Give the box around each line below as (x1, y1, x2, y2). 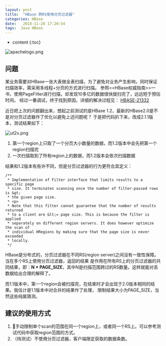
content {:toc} (12, 39, 41, 45)
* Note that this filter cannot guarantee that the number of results (7, 203, 156, 208)
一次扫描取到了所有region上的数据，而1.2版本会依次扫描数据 (12, 152, 135, 159)
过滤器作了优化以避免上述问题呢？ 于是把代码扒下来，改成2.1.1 (22, 114, 149, 119)
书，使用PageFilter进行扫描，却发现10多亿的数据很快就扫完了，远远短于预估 (5, 91, 161, 97)
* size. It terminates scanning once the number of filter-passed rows (7, 186, 159, 191)
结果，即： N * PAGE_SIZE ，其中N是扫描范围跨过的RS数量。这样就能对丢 (9, 264, 159, 270)
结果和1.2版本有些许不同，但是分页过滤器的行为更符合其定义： (5, 163, 133, 169)
